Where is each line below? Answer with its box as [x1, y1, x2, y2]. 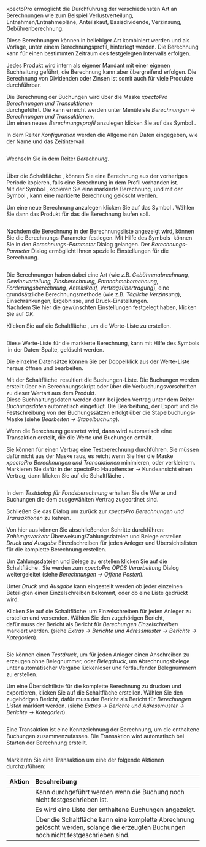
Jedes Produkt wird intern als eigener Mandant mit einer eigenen [6, 61, 170, 69]
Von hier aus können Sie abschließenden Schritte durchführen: [6, 526, 165, 534]
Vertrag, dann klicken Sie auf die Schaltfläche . [6, 472, 124, 479]
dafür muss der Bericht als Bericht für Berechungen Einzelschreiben [6, 621, 178, 628]
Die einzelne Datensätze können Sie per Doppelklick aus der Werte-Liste [6, 358, 190, 365]
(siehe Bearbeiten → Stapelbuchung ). [24, 416, 120, 423]
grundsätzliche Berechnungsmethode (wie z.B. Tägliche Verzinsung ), [6, 291, 182, 297]
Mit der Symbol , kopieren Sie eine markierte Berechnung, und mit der [6, 186, 183, 192]
